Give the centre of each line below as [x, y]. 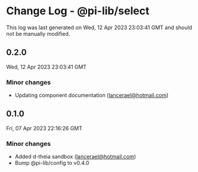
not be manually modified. [38, 33]
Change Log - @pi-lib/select [78, 11]
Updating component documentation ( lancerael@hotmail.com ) [92, 95]
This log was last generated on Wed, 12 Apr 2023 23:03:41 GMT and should [99, 27]
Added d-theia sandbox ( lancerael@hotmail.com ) [75, 157]
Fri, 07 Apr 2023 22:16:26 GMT [44, 128]
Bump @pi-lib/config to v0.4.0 [52, 163]
